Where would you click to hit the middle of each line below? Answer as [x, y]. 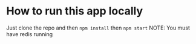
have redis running [30, 34]
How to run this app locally [75, 11]
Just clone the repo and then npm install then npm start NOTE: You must [98, 28]
